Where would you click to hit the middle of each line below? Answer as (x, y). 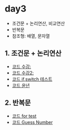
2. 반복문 (18, 103)
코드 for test (24, 116)
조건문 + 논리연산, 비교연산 (38, 23)
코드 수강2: (23, 73)
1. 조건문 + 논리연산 (33, 53)
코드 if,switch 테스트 (32, 79)
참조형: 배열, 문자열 (31, 36)
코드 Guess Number (32, 122)
